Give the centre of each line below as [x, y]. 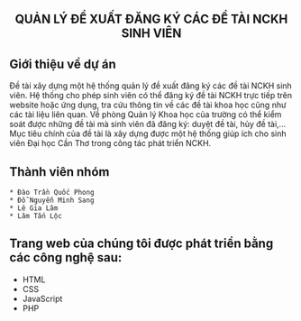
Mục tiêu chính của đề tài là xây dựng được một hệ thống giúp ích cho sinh [148, 133]
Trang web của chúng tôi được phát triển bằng [141, 244]
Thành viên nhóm [59, 172]
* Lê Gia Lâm [34, 208]
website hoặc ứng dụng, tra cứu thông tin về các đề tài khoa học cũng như [148, 105]
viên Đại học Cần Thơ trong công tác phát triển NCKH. [110, 143]
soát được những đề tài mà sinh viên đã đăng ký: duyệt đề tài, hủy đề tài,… [148, 124]
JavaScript [42, 298]
